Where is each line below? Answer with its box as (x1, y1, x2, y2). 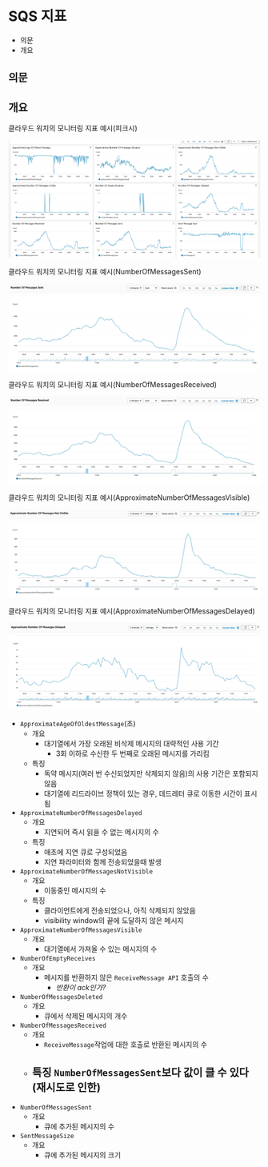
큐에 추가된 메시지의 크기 (43, 1150, 122, 1160)
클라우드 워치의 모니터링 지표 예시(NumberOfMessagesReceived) (8, 379, 218, 389)
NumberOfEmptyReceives (19, 955, 96, 963)
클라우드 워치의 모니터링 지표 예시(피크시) (8, 123, 138, 133)
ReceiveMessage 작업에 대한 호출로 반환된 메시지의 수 (43, 1040, 208, 1049)
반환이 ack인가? (55, 983, 106, 993)
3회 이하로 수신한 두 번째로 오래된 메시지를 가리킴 (55, 749, 210, 758)
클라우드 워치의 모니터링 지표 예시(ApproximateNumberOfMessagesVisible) (8, 493, 250, 502)
